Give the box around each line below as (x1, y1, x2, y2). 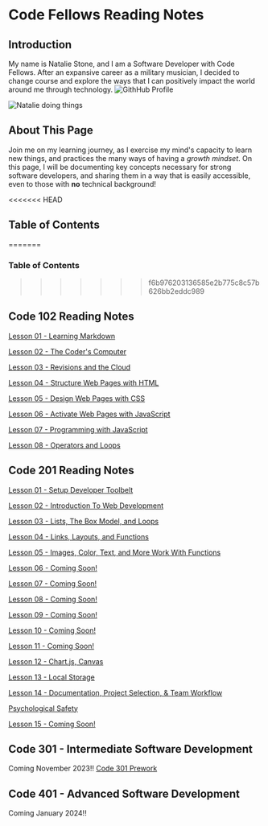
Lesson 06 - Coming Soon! (8, 563, 98, 572)
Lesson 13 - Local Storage (8, 672, 95, 682)
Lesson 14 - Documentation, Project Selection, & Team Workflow (8, 688, 223, 697)
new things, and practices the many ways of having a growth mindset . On (8, 153, 252, 163)
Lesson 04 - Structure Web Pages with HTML (8, 378, 159, 387)
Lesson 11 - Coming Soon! (8, 641, 95, 650)
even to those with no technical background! (8, 179, 157, 188)
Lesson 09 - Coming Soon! (8, 609, 98, 619)
